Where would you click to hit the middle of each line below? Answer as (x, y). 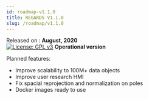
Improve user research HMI (49, 77)
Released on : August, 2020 (42, 41)
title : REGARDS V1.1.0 (35, 18)
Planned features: (28, 59)
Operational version (80, 47)
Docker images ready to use (50, 90)
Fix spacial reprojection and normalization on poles (79, 83)
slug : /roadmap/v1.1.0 (35, 23)
